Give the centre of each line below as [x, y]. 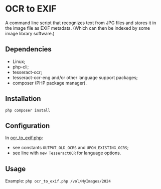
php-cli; [21, 67]
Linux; [19, 61]
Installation [23, 99]
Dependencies [28, 49]
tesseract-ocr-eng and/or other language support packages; [75, 77]
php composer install [28, 110]
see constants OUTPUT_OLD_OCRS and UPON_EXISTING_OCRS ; [70, 148]
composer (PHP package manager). [49, 83]
